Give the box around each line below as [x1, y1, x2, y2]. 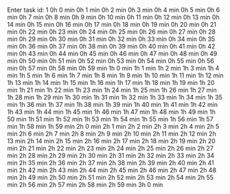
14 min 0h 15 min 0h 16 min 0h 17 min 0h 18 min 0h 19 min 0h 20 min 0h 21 [7, 21, 217, 28]
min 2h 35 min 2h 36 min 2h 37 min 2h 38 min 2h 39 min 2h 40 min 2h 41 [7, 159, 214, 167]
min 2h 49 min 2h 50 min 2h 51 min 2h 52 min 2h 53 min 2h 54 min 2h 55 [7, 173, 214, 181]
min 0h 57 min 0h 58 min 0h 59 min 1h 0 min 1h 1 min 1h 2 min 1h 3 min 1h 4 [7, 64, 220, 72]
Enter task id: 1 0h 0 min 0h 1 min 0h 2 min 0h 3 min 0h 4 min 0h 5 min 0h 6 [7, 6, 220, 14]
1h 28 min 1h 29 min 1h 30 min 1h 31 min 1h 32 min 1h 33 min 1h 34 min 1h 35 [7, 93, 223, 101]
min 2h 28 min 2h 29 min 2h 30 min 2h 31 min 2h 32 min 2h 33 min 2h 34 [7, 151, 215, 160]
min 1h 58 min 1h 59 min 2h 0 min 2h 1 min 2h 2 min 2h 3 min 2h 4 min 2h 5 [7, 123, 220, 130]
